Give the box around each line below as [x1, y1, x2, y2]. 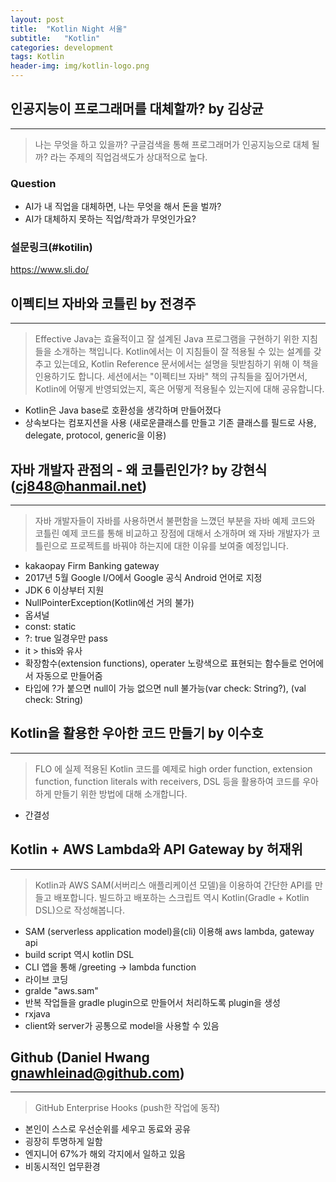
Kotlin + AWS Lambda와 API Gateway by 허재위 [10, 841, 303, 858]
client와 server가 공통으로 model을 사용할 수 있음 [24, 1019, 220, 1031]
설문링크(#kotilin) [10, 241, 93, 255]
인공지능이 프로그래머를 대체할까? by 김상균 [10, 101, 264, 118]
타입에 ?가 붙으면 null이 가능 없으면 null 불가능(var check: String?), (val [24, 682, 307, 695]
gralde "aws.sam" [24, 984, 99, 996]
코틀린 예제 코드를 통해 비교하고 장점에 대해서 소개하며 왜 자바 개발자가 [34, 527, 310, 540]
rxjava [24, 1007, 51, 1020]
